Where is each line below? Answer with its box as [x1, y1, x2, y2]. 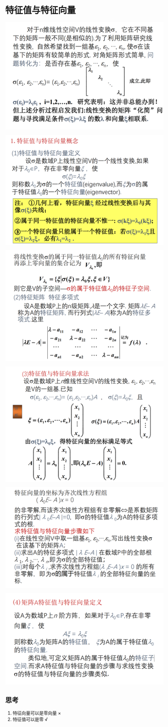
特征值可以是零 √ [12, 716, 48, 722]
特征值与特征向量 [5, 5, 76, 16]
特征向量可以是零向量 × [12, 710, 61, 716]
